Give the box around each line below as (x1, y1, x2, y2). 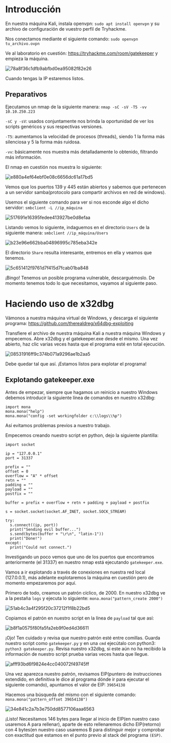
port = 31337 (5, 455, 33, 460)
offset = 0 (5, 468, 29, 474)
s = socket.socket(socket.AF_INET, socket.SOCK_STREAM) (5, 509, 127, 514)
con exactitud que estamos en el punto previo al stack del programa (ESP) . (5, 732, 162, 738)
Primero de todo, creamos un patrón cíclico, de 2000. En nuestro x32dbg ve (5, 589, 166, 596)
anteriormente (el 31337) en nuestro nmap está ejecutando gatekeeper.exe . (5, 559, 163, 565)
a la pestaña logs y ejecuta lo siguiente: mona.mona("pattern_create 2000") (5, 595, 163, 601)
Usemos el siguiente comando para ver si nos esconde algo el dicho (5, 199, 149, 205)
